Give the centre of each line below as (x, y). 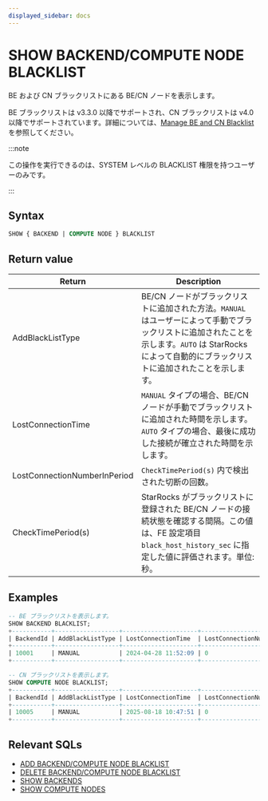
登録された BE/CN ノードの (191, 510)
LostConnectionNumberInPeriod (73, 476)
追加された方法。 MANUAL (201, 308)
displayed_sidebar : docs (49, 16)
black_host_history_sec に (191, 545)
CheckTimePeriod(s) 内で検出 (195, 470)
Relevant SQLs (45, 745)
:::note (19, 148)
